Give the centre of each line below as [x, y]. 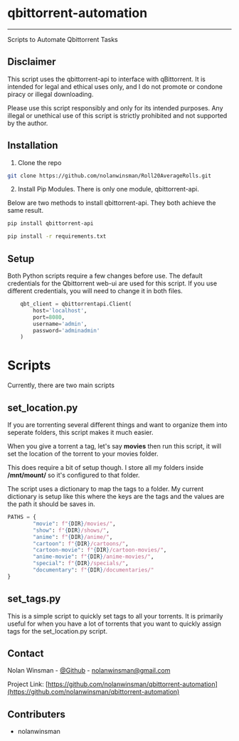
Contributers [37, 714]
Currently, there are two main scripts [61, 385]
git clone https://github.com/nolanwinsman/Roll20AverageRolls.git [110, 176]
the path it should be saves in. [51, 504]
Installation [33, 146]
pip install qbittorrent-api [51, 224]
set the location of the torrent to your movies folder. [83, 454]
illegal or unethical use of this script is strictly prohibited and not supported [117, 115]
